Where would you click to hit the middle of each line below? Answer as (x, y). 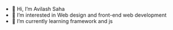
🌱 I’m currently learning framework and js (62, 21)
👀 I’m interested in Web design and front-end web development (89, 15)
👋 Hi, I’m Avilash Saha (38, 9)
